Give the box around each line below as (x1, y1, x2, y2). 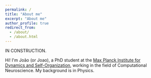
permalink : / (5, 7, 32, 12)
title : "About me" (5, 12, 42, 17)
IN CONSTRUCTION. (5, 47, 47, 54)
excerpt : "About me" (5, 16, 47, 21)
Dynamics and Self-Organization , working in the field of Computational (5, 62, 147, 68)
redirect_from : (5, 25, 36, 30)
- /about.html (9, 35, 38, 39)
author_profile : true (5, 20, 49, 26)
